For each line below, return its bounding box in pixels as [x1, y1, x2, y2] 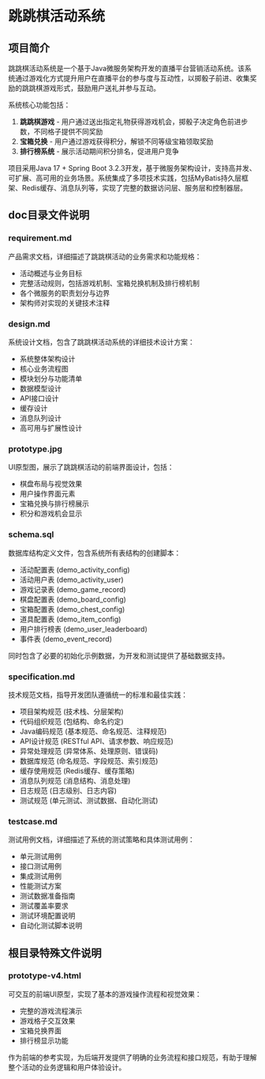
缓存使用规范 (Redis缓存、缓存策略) [19, 766, 136, 775]
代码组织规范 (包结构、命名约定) [19, 716, 124, 726]
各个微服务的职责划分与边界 [19, 288, 110, 297]
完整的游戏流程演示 [19, 1005, 83, 1016]
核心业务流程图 [19, 364, 69, 373]
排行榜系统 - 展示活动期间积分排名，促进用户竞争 [19, 147, 180, 156]
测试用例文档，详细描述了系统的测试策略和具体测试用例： [8, 835, 195, 844]
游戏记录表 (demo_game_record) [19, 584, 126, 594]
